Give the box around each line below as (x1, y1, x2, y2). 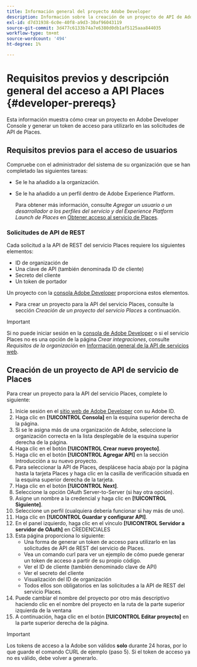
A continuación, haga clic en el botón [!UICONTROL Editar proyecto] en (15, 613, 189, 620)
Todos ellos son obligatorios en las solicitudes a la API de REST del (23, 581, 185, 589)
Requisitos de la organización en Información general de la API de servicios (6, 342, 189, 349)
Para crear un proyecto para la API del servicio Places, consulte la (15, 300, 174, 308)
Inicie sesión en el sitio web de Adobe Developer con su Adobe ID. (15, 407, 175, 414)
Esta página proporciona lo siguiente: (15, 532, 105, 539)
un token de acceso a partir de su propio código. (23, 557, 142, 564)
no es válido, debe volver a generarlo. (6, 654, 98, 661)
